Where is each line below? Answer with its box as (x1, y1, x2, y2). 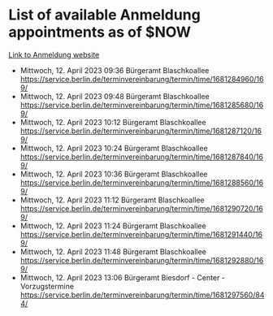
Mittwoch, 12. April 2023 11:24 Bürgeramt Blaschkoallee (19, 221, 206, 231)
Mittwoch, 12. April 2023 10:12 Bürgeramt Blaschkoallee (19, 117, 206, 127)
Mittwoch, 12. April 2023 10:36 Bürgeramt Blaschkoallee (19, 169, 209, 179)
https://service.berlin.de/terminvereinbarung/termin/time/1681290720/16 (19, 203, 264, 213)
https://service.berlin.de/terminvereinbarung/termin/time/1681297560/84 (19, 290, 265, 300)
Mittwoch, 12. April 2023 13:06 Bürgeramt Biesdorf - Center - (19, 272, 226, 282)
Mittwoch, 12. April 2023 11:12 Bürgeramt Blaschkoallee (19, 195, 205, 205)
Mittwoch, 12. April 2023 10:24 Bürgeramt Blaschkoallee (19, 143, 209, 153)
